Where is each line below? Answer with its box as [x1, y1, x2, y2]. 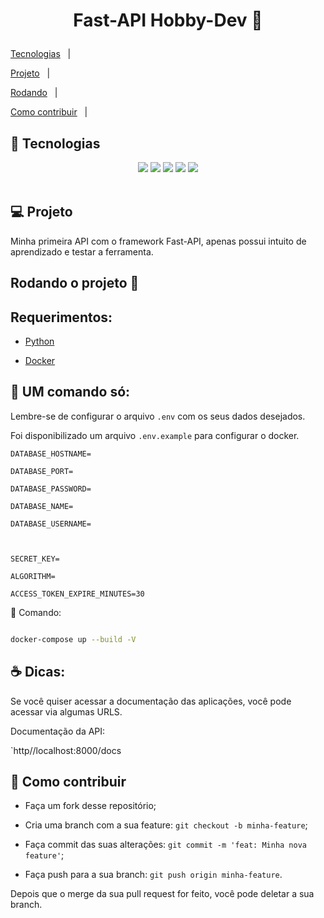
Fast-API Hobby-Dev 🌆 [73, 9, 263, 32]
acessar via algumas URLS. [10, 705, 123, 718]
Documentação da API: [10, 725, 106, 737]
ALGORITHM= [10, 571, 56, 581]
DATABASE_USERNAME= [10, 519, 92, 529]
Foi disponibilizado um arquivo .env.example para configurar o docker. [10, 429, 300, 441]
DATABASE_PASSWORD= [10, 484, 92, 494]
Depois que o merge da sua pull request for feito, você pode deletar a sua [10, 888, 315, 900]
